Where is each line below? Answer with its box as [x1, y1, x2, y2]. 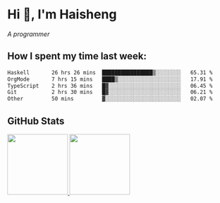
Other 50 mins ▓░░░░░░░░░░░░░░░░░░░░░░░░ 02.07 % [7, 95, 213, 103]
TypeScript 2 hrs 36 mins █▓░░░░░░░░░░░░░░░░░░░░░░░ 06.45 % [7, 82, 213, 89]
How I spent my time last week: [7, 50, 147, 62]
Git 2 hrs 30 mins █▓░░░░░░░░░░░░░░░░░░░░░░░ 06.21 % [7, 88, 213, 96]
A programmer [7, 30, 50, 38]
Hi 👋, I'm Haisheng [7, 6, 117, 23]
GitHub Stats [7, 115, 65, 127]
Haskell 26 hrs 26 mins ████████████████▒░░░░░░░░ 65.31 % [7, 69, 213, 76]
